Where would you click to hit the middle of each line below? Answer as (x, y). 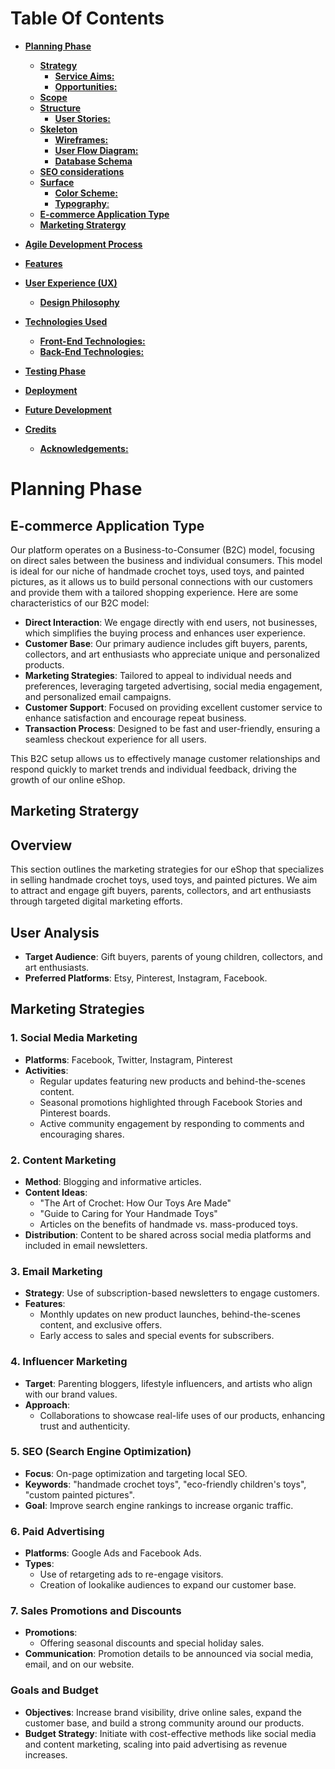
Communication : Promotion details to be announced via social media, (169, 1654)
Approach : (47, 1404)
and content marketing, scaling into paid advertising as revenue (156, 1744)
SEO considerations (82, 171)
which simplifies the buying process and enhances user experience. (165, 633)
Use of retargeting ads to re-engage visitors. (131, 1574)
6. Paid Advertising (57, 1531)
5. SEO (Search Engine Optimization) (101, 1452)
